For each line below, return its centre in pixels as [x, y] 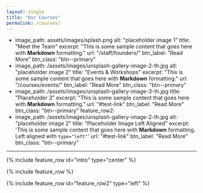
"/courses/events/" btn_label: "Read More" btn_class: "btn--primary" [101, 85]
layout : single [25, 12]
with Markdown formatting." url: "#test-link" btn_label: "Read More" [99, 104]
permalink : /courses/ [34, 23]
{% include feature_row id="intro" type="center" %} [71, 160]
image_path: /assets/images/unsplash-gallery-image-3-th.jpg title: [98, 92]
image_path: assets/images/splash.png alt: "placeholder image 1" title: [102, 40]
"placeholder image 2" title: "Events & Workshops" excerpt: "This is [99, 72]
